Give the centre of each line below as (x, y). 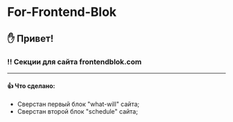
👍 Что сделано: (31, 86)
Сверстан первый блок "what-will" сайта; (78, 104)
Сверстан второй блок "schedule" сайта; (78, 112)
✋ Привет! (31, 38)
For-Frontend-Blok (62, 12)
